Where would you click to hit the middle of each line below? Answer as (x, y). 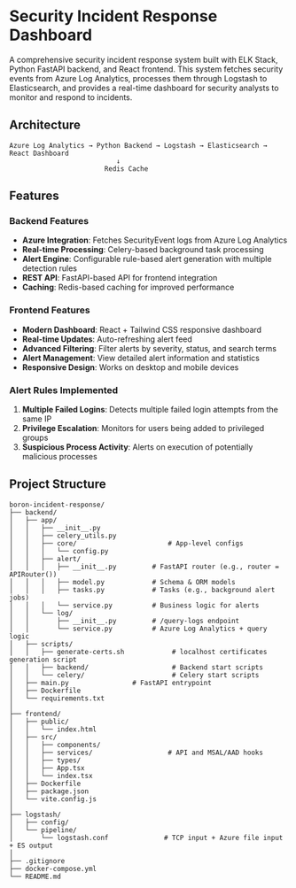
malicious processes (59, 457)
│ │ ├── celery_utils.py (63, 536)
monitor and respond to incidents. (71, 97)
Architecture (45, 125)
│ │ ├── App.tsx (47, 768)
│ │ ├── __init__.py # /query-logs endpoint (125, 621)
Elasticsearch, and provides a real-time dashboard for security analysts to (144, 88)
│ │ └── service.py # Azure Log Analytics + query (138, 629)
